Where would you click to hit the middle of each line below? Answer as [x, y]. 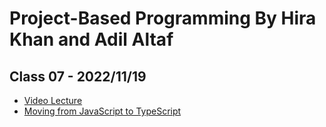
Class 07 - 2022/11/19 [78, 76]
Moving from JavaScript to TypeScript [102, 111]
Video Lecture [53, 100]
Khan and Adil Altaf [91, 39]
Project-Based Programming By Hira [163, 18]
